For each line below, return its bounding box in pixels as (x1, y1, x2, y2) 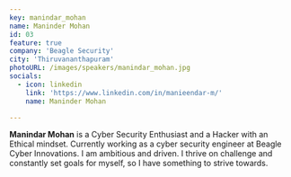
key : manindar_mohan (9, 13, 87, 22)
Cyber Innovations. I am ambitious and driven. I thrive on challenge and (9, 148, 273, 159)
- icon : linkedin (17, 80, 83, 89)
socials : (9, 72, 42, 81)
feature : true (9, 38, 63, 48)
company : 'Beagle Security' (9, 47, 115, 56)
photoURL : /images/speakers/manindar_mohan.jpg (9, 64, 191, 73)
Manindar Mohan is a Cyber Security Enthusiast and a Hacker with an (9, 129, 269, 140)
